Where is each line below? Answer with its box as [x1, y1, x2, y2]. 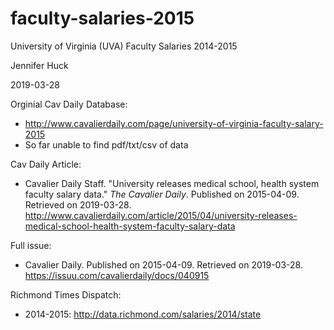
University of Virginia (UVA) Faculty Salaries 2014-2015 [10, 40, 238, 52]
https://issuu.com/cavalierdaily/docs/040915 [24, 269, 210, 281]
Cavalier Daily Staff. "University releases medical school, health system [24, 177, 320, 189]
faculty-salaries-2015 [10, 7, 195, 30]
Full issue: [10, 239, 52, 251]
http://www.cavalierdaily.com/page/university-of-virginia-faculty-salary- [24, 117, 324, 129]
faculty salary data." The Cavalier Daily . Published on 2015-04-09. [24, 188, 300, 200]
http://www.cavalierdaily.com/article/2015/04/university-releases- [24, 209, 298, 221]
